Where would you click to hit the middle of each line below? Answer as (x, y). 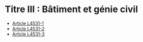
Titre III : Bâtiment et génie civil (71, 9)
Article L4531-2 (28, 28)
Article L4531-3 (28, 34)
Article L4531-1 (28, 23)
